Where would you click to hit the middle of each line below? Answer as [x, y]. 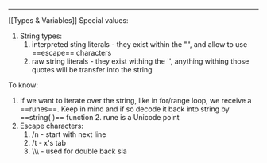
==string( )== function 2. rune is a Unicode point [100, 117]
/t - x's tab [48, 143]
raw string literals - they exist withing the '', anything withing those [140, 61]
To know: [23, 85]
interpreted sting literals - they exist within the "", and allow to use [139, 44]
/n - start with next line [69, 134]
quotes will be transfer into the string [92, 70]
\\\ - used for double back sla [79, 151]
